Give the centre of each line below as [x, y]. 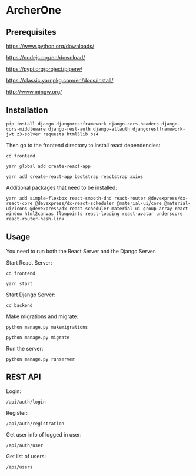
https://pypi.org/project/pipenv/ [44, 69]
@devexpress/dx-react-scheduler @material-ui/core [98, 203]
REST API [24, 377]
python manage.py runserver [41, 359]
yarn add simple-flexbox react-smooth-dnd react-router [76, 198]
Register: [17, 413]
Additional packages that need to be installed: [62, 187]
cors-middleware [26, 129]
